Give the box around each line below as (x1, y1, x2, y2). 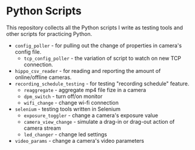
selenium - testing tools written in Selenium (14, 105, 121, 112)
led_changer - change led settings (23, 130, 107, 138)
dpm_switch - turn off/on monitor (23, 93, 103, 100)
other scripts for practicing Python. (6, 30, 92, 37)
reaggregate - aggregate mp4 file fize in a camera (23, 86, 146, 93)
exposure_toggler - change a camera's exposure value (23, 112, 159, 119)
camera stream (23, 124, 61, 131)
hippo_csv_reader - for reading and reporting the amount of (14, 67, 161, 74)
